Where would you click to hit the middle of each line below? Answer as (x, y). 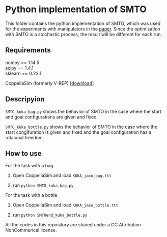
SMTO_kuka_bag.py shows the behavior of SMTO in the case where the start (83, 111)
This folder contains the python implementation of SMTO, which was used (83, 23)
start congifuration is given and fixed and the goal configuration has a (78, 132)
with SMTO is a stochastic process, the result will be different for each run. (83, 34)
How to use (23, 153)
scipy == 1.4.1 (20, 68)
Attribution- (131, 225)
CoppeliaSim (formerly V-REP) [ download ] (50, 83)
